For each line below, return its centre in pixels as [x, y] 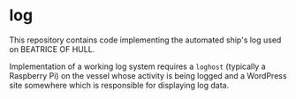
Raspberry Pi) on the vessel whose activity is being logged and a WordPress [148, 75]
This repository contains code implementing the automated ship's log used [145, 40]
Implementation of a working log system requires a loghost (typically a [138, 66]
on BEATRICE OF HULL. [52, 49]
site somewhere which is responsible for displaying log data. [119, 85]
